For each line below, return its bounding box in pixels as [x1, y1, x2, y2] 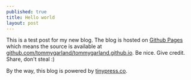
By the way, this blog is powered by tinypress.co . [6, 67, 128, 75]
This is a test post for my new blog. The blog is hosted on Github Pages [6, 37, 183, 44]
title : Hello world [6, 14, 55, 20]
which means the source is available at [6, 43, 102, 50]
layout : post [6, 20, 39, 26]
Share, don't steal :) [6, 55, 55, 63]
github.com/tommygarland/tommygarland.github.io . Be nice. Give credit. [6, 49, 185, 57]
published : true [6, 8, 47, 15]
